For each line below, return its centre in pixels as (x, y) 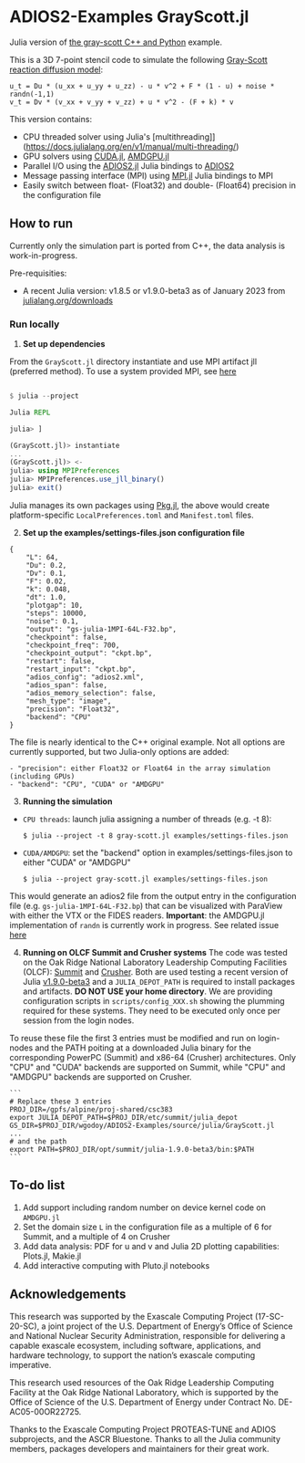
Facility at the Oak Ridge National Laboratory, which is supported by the (144, 1392)
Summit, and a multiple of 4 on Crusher (97, 1236)
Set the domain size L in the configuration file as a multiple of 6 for (147, 1227)
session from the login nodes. (78, 1020)
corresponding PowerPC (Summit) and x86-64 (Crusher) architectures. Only (152, 1057)
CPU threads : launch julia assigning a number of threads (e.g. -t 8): (147, 819)
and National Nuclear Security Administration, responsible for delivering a (147, 1335)
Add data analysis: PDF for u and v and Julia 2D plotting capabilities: (151, 1246)
